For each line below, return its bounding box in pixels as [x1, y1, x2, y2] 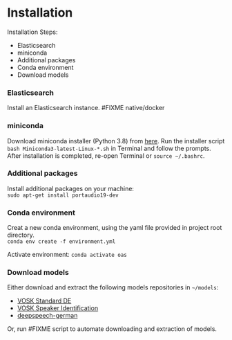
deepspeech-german [17, 312, 78, 320]
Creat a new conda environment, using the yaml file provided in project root [7, 224, 222, 232]
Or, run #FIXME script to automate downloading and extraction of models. [7, 325, 217, 333]
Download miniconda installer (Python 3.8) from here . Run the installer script [7, 136, 225, 145]
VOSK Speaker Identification [17, 304, 99, 312]
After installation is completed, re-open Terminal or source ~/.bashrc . [7, 151, 205, 160]
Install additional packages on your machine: [7, 184, 135, 193]
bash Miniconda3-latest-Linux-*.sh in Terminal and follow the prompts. [7, 144, 212, 152]
